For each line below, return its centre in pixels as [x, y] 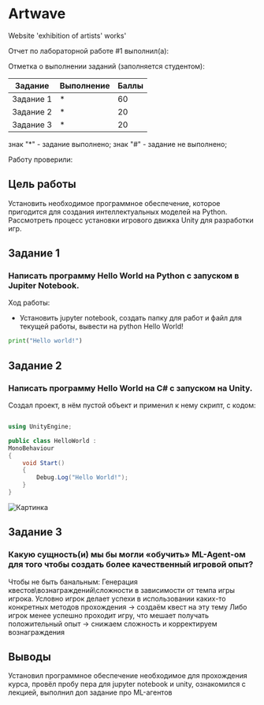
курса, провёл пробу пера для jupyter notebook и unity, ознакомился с [127, 684]
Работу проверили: [41, 159]
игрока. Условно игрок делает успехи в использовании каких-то [117, 598]
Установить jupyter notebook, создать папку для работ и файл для [130, 318]
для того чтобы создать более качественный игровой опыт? [131, 564]
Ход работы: [29, 303]
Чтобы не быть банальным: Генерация [73, 582]
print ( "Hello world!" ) [45, 341]
